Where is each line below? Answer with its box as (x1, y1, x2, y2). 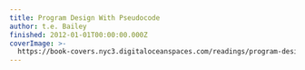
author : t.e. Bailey (9, 22, 88, 31)
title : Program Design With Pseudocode (9, 13, 161, 23)
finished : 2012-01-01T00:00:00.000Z (9, 30, 148, 39)
